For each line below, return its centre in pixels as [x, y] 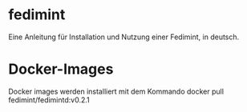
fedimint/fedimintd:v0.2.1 [49, 100]
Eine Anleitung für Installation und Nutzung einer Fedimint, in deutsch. [124, 37]
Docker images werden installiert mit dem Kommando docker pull [116, 91]
